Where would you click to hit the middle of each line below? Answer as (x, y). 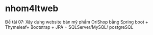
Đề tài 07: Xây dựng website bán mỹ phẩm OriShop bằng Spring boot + (77, 22)
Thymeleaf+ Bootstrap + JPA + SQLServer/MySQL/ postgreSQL (69, 27)
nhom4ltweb (32, 9)
